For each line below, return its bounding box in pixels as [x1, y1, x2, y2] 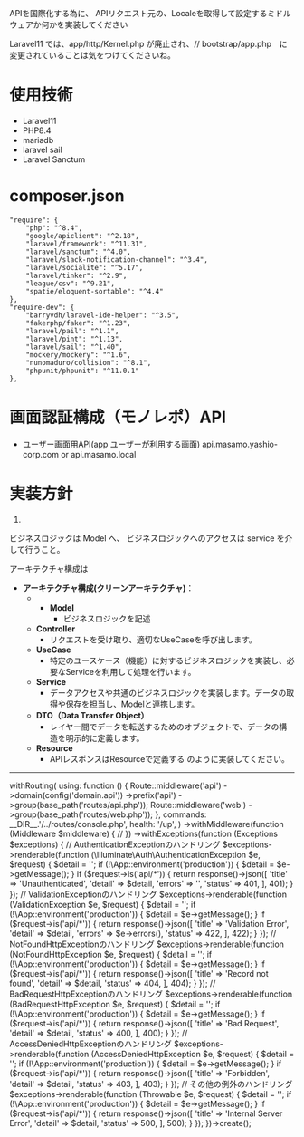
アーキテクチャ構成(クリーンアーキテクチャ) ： [22, 583, 195, 593]
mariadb [22, 134, 54, 145]
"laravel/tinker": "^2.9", [25, 271, 128, 280]
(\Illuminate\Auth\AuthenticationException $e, [90, 849, 261, 860]
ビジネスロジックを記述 [62, 612, 151, 623]
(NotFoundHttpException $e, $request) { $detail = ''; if [9, 949, 213, 959]
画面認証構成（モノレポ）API [9, 407, 226, 428]
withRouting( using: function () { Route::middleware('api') [9, 780, 222, 791]
